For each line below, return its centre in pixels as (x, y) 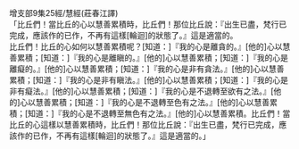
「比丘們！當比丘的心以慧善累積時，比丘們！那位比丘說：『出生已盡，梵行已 (148, 24)
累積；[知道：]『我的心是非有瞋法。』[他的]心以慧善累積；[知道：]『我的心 (145, 80)
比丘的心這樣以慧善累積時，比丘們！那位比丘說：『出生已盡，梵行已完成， (144, 124)
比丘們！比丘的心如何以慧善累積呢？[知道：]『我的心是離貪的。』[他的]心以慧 (150, 46)
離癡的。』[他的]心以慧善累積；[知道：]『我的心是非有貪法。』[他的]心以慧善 (147, 69)
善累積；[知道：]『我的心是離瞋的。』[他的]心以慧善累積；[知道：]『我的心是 (149, 58)
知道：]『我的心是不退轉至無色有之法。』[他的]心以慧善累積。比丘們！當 (159, 113)
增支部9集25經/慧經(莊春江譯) (64, 13)
